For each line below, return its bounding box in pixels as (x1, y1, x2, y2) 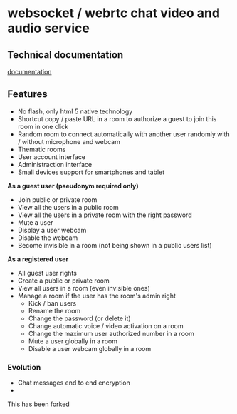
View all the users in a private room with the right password (17, 211, 192, 219)
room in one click (17, 122, 69, 131)
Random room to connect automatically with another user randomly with (17, 130, 230, 138)
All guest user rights (17, 268, 77, 277)
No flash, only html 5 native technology (17, 107, 133, 116)
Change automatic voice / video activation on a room (28, 321, 184, 330)
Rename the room (28, 306, 81, 315)
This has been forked (7, 400, 70, 408)
